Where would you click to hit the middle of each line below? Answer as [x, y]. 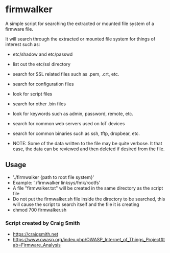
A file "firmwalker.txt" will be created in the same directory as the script [88, 188]
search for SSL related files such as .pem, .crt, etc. [66, 74]
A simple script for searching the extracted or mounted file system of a [80, 24]
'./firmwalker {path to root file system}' [53, 177]
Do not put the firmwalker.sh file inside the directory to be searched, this [89, 199]
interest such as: [23, 44]
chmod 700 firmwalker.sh [40, 210]
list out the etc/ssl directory [41, 64]
